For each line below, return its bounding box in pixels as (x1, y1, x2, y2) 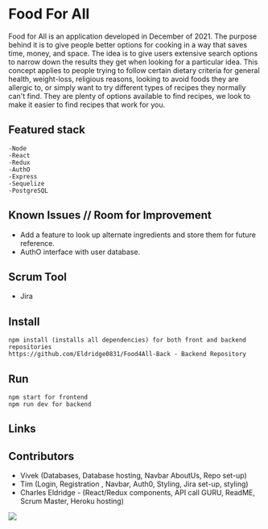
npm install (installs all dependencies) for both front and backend (8, 336, 247, 344)
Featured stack (8, 123, 86, 137)
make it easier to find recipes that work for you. (8, 100, 166, 109)
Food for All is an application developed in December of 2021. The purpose (8, 31, 258, 41)
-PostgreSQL (8, 187, 48, 195)
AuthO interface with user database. (19, 247, 141, 256)
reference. (19, 238, 55, 248)
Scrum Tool (8, 270, 67, 284)
